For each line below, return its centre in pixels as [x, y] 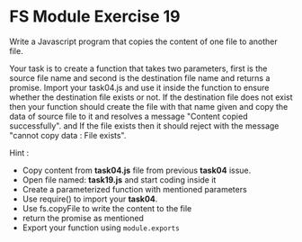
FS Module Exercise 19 [95, 17]
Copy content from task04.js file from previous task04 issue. [137, 170]
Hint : [19, 152]
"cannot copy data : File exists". [68, 135]
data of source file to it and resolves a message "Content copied [129, 116]
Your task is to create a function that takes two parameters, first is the [138, 68]
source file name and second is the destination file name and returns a [140, 77]
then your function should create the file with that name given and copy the [149, 106]
